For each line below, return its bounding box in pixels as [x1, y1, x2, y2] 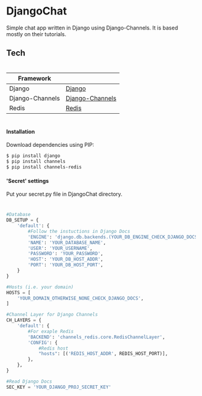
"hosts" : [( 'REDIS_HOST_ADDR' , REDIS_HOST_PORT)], [38, 351, 168, 357]
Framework [17, 74, 52, 82]
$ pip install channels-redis [6, 164, 82, 170]
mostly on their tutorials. [6, 30, 67, 37]
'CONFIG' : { [28, 339, 58, 345]
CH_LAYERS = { [6, 317, 42, 323]
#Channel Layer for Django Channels [6, 312, 98, 318]
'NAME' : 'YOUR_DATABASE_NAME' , [28, 240, 106, 246]
